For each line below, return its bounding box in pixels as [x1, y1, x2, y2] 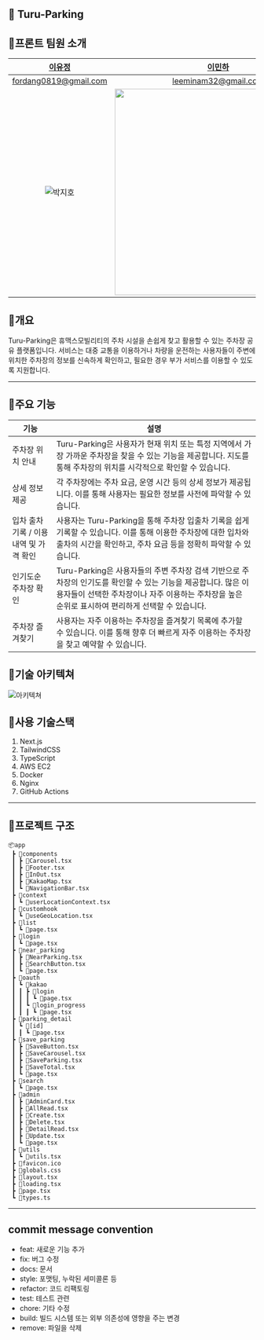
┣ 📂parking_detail [11, 1015, 72, 1023]
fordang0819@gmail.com [12, 75, 108, 86]
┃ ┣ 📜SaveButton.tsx [11, 1043, 79, 1051]
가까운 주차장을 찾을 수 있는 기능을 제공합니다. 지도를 [65, 450, 249, 461]
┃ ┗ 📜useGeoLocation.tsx [11, 912, 93, 920]
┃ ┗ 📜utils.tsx [11, 1153, 61, 1161]
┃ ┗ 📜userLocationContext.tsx [11, 898, 111, 906]
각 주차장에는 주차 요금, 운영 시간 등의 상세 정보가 [56, 476, 228, 487]
